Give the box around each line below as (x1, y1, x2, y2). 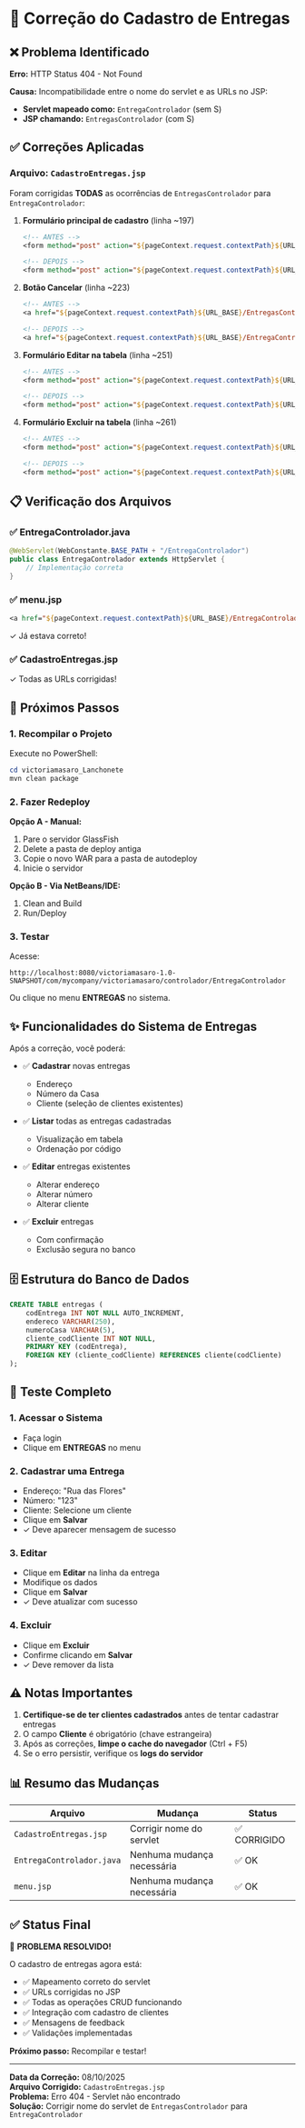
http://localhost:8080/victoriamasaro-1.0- (9, 968, 177, 978)
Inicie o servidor (22, 863, 84, 874)
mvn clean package (9, 774, 79, 783)
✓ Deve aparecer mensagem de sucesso (22, 1524, 177, 1534)
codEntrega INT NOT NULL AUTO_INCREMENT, (25, 1308, 184, 1317)
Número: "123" (22, 1494, 79, 1505)
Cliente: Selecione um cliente (22, 1504, 132, 1515)
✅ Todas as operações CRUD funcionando (22, 1997, 182, 2008)
